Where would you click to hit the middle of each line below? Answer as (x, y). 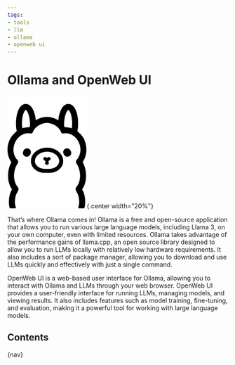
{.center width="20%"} (120, 206)
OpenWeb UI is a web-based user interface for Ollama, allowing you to (109, 278)
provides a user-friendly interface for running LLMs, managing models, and (116, 293)
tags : (15, 15)
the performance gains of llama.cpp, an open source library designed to (111, 242)
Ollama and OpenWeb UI (80, 80)
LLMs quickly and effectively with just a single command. (90, 264)
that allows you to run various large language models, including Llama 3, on (116, 227)
